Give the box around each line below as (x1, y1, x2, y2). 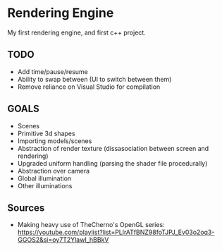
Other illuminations (17, 181, 73, 190)
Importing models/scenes (17, 136, 92, 145)
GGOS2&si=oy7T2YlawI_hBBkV (17, 235, 109, 244)
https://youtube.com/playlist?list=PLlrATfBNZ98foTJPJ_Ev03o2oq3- (17, 228, 215, 237)
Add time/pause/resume (17, 67, 88, 75)
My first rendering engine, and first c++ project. (7, 28, 146, 37)
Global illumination (17, 174, 72, 183)
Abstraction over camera (17, 166, 90, 175)
